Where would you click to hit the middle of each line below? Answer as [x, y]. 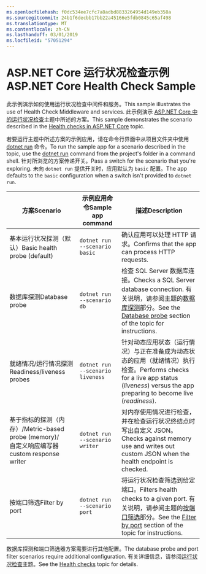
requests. [135, 260]
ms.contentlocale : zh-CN [38, 29]
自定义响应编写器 [34, 446]
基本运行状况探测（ [37, 238]
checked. [135, 469]
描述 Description [159, 211]
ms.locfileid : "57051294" [39, 41]
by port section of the [153, 525]
